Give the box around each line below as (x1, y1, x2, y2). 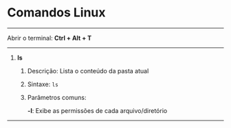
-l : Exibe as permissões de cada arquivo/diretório (27, 106, 168, 114)
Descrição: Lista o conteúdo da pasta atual (27, 66, 149, 75)
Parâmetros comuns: (27, 93, 87, 101)
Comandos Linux (7, 5, 106, 21)
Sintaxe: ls (27, 80, 58, 88)
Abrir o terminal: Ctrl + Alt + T (7, 34, 92, 42)
